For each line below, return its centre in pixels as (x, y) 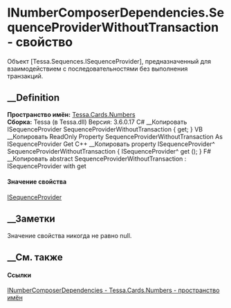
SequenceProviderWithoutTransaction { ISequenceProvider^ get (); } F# (109, 151)
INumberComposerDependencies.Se (116, 13)
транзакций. (25, 76)
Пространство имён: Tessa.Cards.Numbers (72, 114)
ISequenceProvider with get (47, 166)
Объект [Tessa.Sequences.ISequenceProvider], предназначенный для (109, 61)
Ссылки (19, 275)
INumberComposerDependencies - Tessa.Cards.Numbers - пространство (113, 290)
